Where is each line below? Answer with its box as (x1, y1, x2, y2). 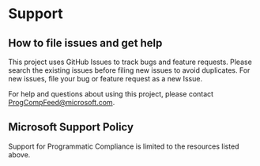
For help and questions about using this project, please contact (8, 89, 214, 99)
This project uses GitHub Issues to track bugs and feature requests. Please (8, 57, 253, 66)
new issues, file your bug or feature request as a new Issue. (8, 74, 203, 83)
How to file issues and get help (8, 36, 163, 50)
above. (8, 149, 31, 159)
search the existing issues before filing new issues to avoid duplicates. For (8, 66, 251, 75)
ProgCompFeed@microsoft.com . (8, 98, 115, 107)
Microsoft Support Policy (8, 120, 134, 134)
